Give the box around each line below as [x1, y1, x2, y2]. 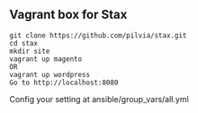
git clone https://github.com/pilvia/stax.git [9, 30, 187, 39]
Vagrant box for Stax [9, 7, 128, 22]
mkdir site [9, 47, 50, 56]
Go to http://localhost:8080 [9, 78, 119, 87]
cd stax [9, 39, 39, 48]
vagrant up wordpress [9, 70, 91, 79]
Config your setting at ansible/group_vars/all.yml [9, 93, 189, 104]
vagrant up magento [9, 54, 83, 64]
